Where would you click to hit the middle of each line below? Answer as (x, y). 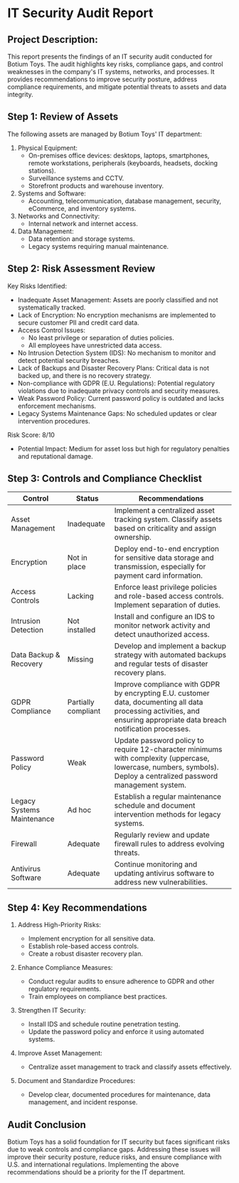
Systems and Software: (52, 193)
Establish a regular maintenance (168, 797)
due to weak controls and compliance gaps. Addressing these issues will (114, 1149)
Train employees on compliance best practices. (98, 997)
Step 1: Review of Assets (63, 117)
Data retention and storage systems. (81, 239)
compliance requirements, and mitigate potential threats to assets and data (117, 87)
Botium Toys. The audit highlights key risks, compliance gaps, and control (115, 64)
